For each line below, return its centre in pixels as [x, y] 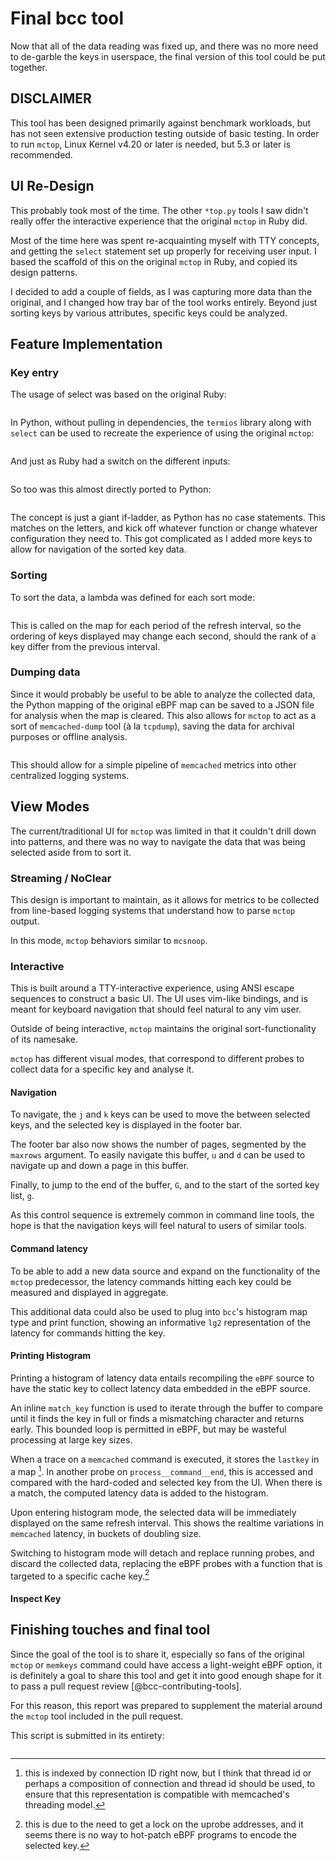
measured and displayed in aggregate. [89, 1292]
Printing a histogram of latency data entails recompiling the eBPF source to [162, 1378]
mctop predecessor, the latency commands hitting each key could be [151, 1281]
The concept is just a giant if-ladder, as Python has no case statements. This [168, 518]
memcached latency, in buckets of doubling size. [106, 1533]
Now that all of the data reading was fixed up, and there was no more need [164, 46]
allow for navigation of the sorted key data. [98, 549]
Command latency [49, 1249]
